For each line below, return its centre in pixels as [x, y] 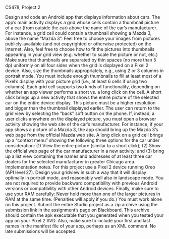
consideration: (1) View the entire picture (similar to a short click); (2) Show [83, 145]
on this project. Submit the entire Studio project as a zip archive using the [81, 204]
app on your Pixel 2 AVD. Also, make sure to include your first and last [78, 221]
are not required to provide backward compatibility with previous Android [81, 183]
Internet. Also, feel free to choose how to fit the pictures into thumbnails [80, 49]
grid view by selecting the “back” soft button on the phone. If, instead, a [80, 113]
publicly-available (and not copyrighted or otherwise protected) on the [78, 44]
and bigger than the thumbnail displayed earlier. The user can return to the [83, 108]
